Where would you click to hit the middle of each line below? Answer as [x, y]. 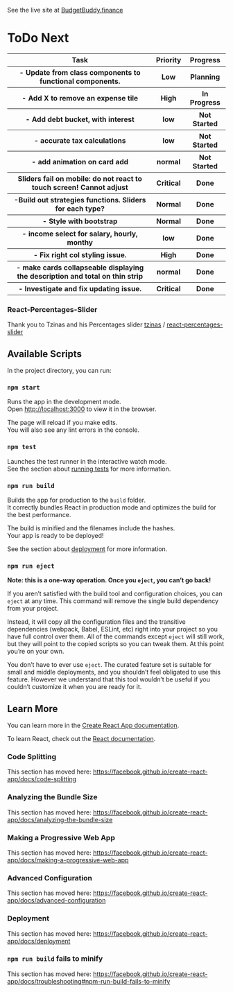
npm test [22, 447]
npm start [24, 387]
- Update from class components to [80, 72]
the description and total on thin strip [80, 276]
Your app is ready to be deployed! [55, 535]
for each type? [80, 209]
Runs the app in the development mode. [64, 402]
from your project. [33, 609]
